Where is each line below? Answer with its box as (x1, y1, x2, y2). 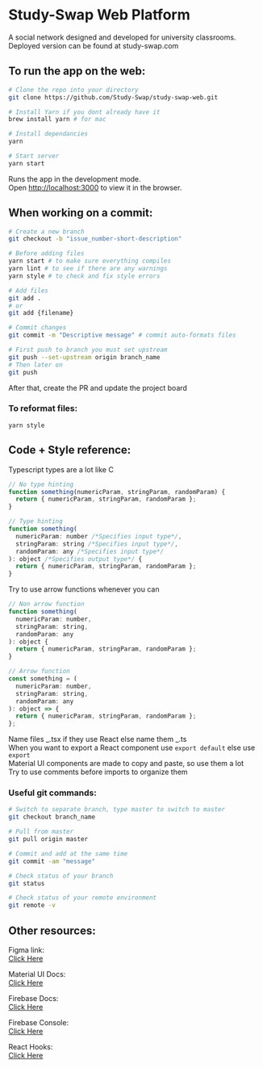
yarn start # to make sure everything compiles (8, 257, 172, 266)
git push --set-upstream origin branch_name (8, 353, 161, 361)
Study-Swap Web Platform (8, 6, 191, 24)
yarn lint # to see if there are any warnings (8, 265, 168, 273)
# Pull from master (8, 827, 74, 836)
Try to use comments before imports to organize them (8, 767, 188, 777)
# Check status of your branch (8, 872, 114, 880)
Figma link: (8, 945, 45, 955)
